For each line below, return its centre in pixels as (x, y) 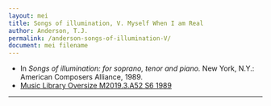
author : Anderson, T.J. (48, 31)
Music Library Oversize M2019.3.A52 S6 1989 (96, 86)
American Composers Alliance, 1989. (81, 77)
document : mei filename (48, 46)
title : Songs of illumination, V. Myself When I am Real (106, 23)
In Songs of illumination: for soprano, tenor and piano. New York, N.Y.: (137, 68)
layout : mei (28, 16)
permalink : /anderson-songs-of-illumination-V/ (90, 38)
